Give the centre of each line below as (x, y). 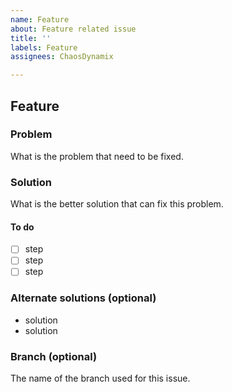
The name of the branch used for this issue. (100, 378)
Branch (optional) (54, 356)
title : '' (31, 38)
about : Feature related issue (73, 29)
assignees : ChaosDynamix (62, 57)
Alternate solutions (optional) (83, 298)
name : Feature (40, 19)
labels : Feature (44, 47)
